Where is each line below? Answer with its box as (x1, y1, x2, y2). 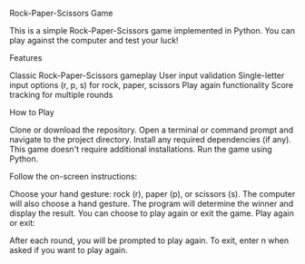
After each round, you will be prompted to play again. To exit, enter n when (9, 235, 289, 246)
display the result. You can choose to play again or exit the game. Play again (9, 208, 295, 219)
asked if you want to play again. (9, 245, 129, 255)
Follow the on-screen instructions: (9, 171, 138, 181)
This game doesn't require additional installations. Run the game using (9, 144, 272, 154)
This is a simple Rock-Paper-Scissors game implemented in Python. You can (9, 25, 295, 35)
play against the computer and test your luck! (9, 35, 179, 45)
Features (9, 53, 43, 63)
